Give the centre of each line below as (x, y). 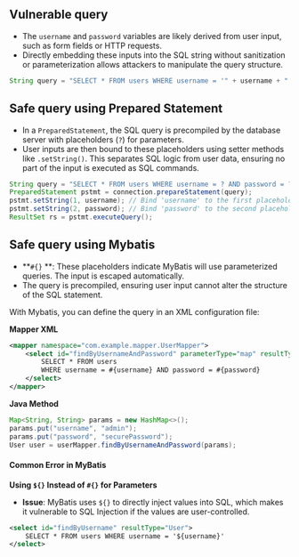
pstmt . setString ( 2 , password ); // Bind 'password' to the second (133, 209)
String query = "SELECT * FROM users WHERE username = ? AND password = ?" (153, 184)
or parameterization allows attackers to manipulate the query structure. (152, 64)
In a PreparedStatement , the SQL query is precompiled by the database (151, 130)
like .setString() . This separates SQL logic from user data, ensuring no (154, 158)
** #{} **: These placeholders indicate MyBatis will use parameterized (149, 266)
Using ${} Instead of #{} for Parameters (83, 485)
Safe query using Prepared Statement (116, 109)
